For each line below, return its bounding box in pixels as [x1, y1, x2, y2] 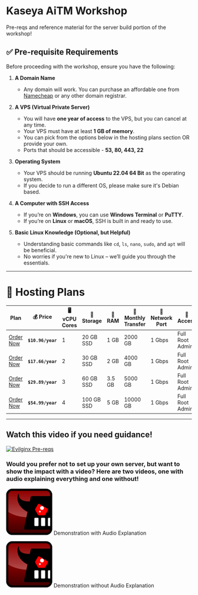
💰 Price [32, 313, 52, 321]
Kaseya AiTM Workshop [6, 4, 128, 18]
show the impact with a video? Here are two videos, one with [6, 467, 184, 476]
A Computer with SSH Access [14, 199, 90, 206]
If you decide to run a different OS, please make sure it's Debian [23, 182, 179, 189]
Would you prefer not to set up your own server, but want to [6, 460, 180, 468]
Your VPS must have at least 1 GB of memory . [23, 127, 135, 134]
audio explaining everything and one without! [6, 475, 139, 483]
